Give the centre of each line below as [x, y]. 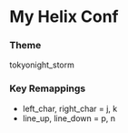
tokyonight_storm [42, 65]
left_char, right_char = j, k [70, 108]
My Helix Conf [64, 17]
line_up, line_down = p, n [69, 118]
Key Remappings [48, 88]
